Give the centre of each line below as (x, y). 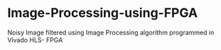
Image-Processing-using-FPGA (103, 13)
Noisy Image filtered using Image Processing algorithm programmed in (111, 32)
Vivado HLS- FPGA (35, 39)
